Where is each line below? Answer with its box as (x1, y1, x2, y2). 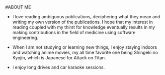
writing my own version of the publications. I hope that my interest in (12, 19, 153, 25)
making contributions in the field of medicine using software (12, 30, 136, 35)
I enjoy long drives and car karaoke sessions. (12, 64, 105, 70)
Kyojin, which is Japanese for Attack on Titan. (12, 55, 106, 61)
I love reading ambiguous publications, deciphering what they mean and (12, 14, 161, 19)
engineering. (12, 35, 39, 40)
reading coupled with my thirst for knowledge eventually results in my (12, 24, 155, 30)
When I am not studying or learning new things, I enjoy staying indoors (12, 44, 158, 50)
